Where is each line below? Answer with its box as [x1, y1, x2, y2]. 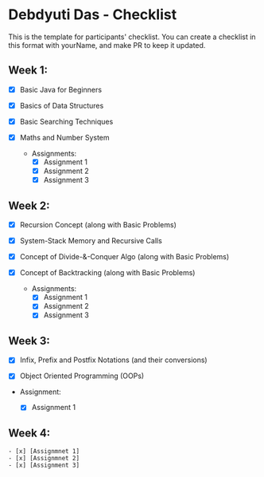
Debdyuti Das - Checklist [8, 6, 177, 24]
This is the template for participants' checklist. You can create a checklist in [8, 32, 256, 41]
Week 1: [8, 64, 48, 77]
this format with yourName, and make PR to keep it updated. [8, 40, 206, 49]
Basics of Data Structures [19, 101, 104, 110]
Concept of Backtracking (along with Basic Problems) [19, 268, 196, 278]
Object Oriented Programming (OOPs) [19, 371, 145, 380]
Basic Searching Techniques [19, 116, 114, 126]
